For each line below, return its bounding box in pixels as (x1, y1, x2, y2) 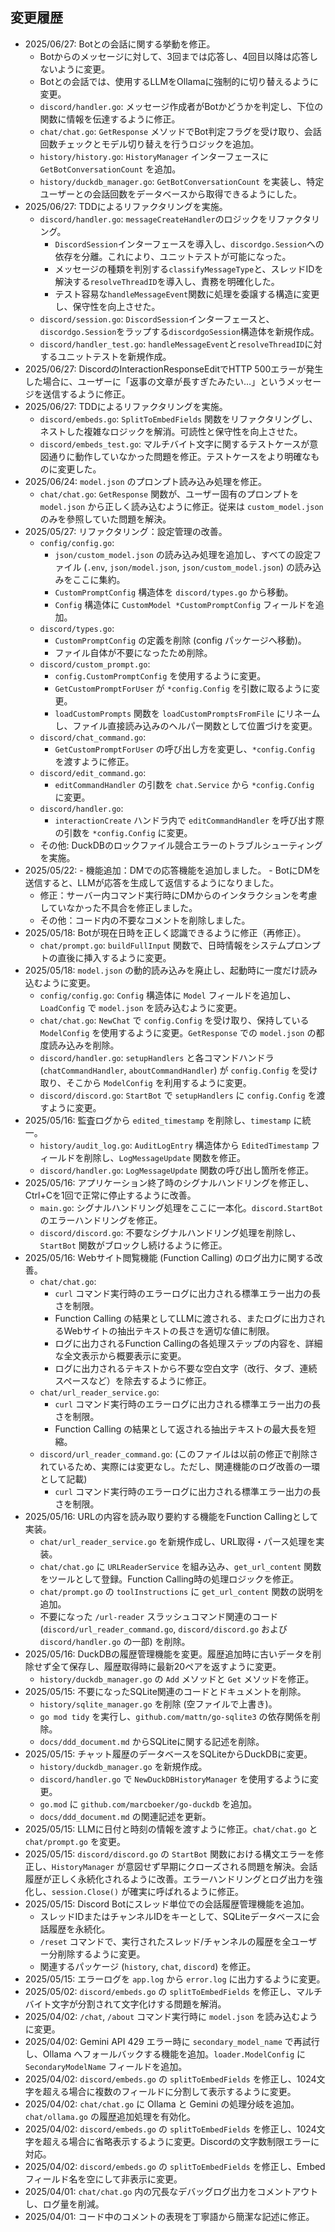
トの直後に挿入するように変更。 (39, 951, 172, 963)
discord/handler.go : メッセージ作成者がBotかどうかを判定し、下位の (39, 100, 324, 112)
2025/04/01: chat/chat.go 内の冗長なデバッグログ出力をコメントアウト (24, 2185, 319, 2197)
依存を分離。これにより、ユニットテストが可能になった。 (54, 250, 292, 262)
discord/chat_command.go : (39, 731, 147, 743)
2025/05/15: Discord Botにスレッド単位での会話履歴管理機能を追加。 (24, 1898, 310, 1910)
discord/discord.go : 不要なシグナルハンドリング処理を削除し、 (39, 1226, 302, 1238)
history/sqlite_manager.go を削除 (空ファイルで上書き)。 (39, 1698, 278, 1710)
